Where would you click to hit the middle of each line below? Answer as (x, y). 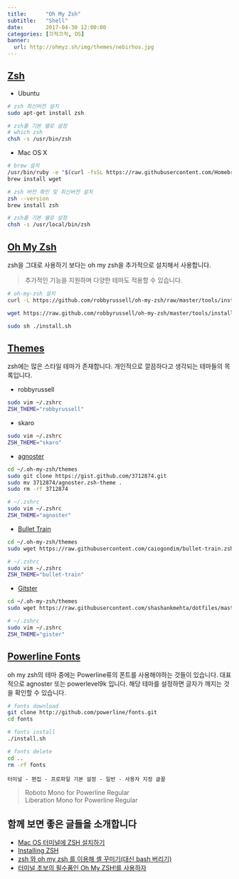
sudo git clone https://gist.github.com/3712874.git (87, 476)
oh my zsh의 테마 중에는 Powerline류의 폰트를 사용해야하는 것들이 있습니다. (113, 674)
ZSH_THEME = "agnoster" (39, 515)
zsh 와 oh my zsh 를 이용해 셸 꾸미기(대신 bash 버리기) (95, 859)
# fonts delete (30, 751)
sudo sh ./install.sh (39, 326)
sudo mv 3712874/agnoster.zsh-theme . (65, 482)
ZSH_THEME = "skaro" (34, 442)
